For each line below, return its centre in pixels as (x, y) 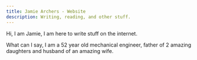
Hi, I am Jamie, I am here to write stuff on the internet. (72, 33)
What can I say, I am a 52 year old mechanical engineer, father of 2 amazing (99, 45)
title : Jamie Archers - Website (46, 11)
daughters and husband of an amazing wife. (60, 51)
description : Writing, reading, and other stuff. (69, 17)
